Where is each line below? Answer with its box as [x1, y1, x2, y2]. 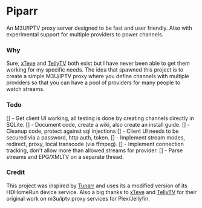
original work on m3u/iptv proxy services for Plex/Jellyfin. [6, 195, 150, 202]
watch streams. [6, 86, 45, 93]
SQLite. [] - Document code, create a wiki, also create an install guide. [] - [6, 121, 191, 128]
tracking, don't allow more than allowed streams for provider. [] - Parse [6, 147, 183, 154]
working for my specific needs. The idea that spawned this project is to [6, 66, 184, 73]
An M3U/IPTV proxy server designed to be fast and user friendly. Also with [6, 24, 192, 32]
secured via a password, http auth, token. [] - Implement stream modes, [6, 133, 186, 141]
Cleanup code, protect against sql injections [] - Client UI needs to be [6, 127, 180, 135]
